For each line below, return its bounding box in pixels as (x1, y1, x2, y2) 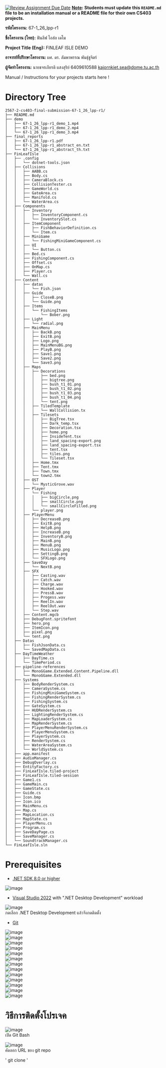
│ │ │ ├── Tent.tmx (5, 464, 59, 469)
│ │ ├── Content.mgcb (5, 612, 59, 617)
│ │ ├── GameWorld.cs (5, 186, 59, 191)
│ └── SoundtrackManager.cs (5, 838, 68, 843)
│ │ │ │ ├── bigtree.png (5, 378, 75, 382)
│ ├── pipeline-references (5, 664, 66, 669)
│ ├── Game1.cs (5, 777, 41, 782)
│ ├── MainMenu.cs (5, 803, 48, 808)
